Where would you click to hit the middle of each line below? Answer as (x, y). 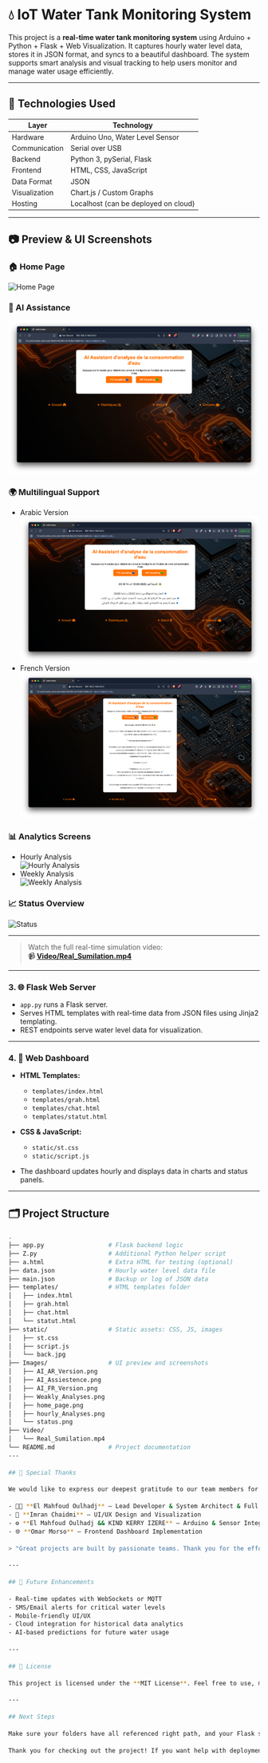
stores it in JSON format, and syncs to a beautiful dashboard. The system (129, 54)
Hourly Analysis (45, 857)
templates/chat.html (66, 1109)
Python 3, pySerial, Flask (111, 159)
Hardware (28, 137)
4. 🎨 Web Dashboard (49, 1058)
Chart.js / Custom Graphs (112, 192)
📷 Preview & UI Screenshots (81, 239)
